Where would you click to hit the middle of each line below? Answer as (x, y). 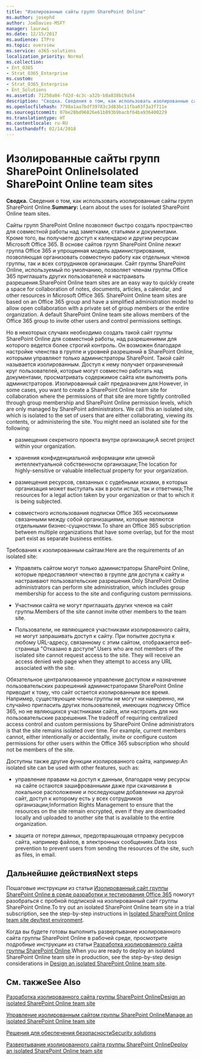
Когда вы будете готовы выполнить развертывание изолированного (94, 932)
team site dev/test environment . (45, 920)
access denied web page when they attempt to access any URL (93, 661)
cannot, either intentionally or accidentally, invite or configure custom (92, 736)
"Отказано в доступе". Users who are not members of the (112, 648)
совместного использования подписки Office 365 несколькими (96, 513)
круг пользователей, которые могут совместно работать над (85, 370)
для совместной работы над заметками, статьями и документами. (92, 231)
